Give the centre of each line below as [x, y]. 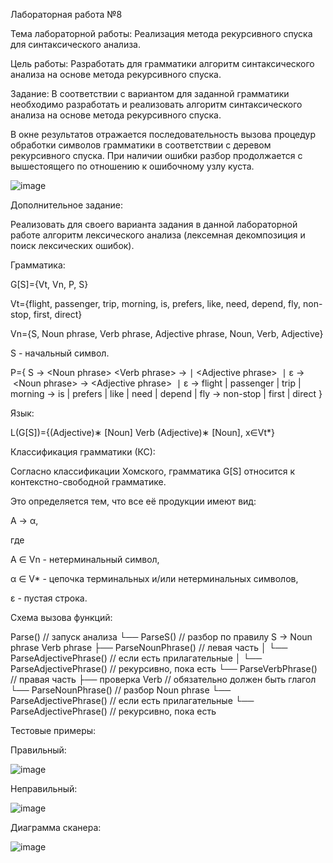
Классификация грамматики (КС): [83, 452]
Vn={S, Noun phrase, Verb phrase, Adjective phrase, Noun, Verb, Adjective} [167, 333]
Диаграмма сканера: [56, 827]
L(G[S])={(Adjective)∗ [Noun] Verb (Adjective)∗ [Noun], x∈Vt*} [142, 432]
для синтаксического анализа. [76, 44]
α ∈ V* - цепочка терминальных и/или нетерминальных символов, [154, 578]
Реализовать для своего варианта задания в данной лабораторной [154, 224]
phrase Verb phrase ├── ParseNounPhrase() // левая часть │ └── [149, 647]
